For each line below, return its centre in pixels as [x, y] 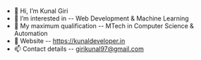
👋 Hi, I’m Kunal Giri [41, 11]
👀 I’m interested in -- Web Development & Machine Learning [101, 18]
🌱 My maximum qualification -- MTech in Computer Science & [104, 26]
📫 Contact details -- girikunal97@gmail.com [79, 49]
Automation [31, 33]
